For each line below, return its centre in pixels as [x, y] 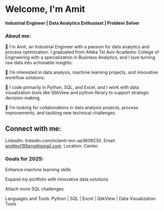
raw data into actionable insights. [39, 63]
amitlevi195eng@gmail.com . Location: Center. [52, 146]
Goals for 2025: [24, 159]
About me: [18, 36]
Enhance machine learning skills [38, 170]
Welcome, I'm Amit [45, 9]
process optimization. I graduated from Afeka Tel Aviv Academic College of [82, 52]
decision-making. [23, 98]
